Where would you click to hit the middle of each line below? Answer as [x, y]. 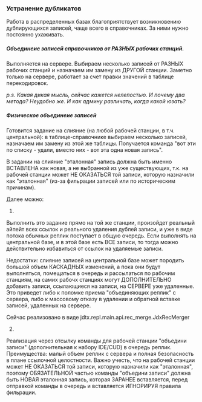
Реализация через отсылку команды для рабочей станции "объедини [97, 341]
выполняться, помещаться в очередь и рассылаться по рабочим [91, 273]
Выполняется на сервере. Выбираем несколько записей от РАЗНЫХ [95, 64]
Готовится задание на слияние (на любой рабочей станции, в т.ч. [91, 131]
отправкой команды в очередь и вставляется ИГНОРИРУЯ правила [94, 386]
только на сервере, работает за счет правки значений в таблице [90, 77]
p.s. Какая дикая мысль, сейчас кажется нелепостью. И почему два [96, 95]
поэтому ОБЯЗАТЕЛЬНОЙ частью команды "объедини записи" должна [99, 373]
